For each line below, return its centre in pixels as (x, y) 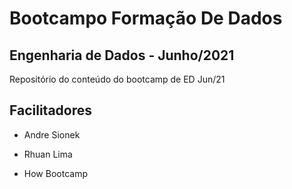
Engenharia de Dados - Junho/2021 (122, 55)
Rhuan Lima (48, 154)
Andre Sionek (52, 134)
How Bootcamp (55, 173)
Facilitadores (51, 110)
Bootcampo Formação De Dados (146, 18)
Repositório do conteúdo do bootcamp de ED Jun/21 (117, 79)
